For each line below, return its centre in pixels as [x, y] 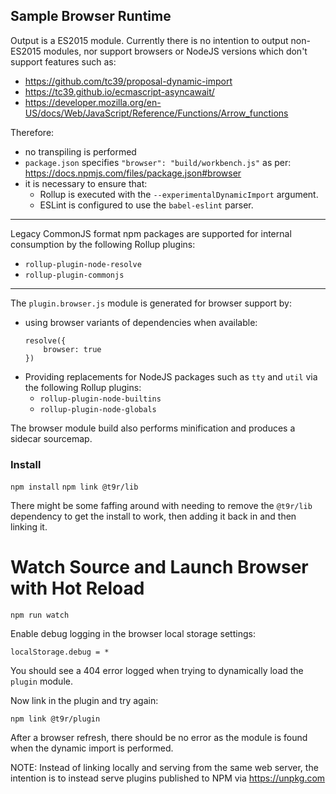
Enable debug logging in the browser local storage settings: [133, 634]
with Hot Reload [77, 588]
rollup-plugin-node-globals [98, 409]
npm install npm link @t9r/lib [74, 487]
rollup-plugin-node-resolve [83, 264]
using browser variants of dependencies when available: [141, 322]
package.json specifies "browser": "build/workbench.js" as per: [158, 162]
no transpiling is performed [80, 151]
